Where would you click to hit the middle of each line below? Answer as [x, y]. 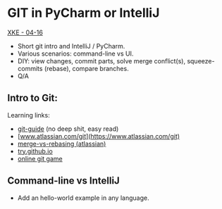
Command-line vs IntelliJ [63, 181]
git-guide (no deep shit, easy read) [68, 129]
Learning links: [29, 115]
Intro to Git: [33, 98]
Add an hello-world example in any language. [83, 198]
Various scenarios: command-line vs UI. [75, 53]
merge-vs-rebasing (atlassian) [62, 144]
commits [30, 68]
